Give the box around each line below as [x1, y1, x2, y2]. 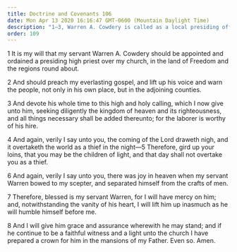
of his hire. [7, 121, 39, 131]
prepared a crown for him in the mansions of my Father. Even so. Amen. [7, 236, 216, 245]
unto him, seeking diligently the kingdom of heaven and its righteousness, [7, 107, 222, 115]
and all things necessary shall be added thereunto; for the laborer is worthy [7, 114, 226, 123]
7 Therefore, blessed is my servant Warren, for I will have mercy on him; [7, 193, 217, 201]
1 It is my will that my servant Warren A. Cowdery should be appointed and [7, 49, 224, 58]
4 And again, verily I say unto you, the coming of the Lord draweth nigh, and [7, 136, 229, 144]
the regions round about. [7, 64, 80, 73]
